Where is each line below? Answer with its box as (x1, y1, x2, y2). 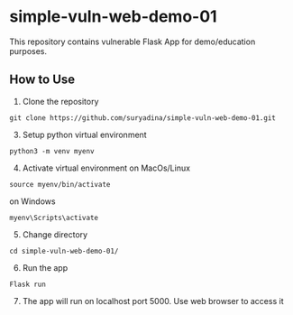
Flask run (9, 280, 47, 289)
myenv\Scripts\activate (9, 213, 99, 222)
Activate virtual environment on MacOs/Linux (22, 162, 191, 173)
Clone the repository (22, 96, 99, 107)
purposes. (9, 45, 48, 56)
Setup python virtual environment (22, 129, 147, 140)
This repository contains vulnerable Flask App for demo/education (9, 36, 256, 47)
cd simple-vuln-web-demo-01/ (9, 246, 119, 255)
